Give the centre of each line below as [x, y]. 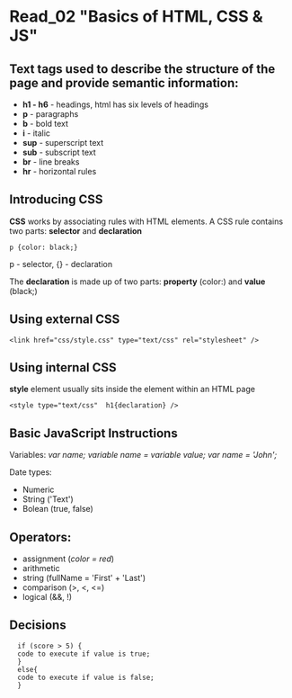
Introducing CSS [56, 200]
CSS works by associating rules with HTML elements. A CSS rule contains [146, 221]
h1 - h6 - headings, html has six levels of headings [115, 104]
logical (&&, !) [47, 597]
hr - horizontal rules [59, 171]
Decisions [38, 626]
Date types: [31, 472]
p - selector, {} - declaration [61, 264]
